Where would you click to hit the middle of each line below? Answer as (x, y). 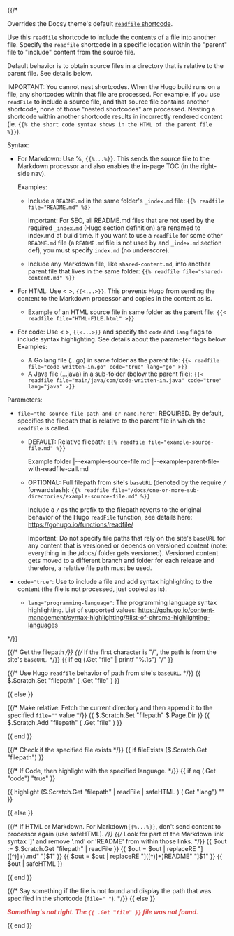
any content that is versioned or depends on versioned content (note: (127, 545)
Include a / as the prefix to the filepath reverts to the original (115, 510)
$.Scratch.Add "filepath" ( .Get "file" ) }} (65, 723)
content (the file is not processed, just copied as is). (92, 589)
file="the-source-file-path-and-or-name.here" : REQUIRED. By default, (120, 413)
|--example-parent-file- (185, 461)
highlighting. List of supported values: (82, 610)
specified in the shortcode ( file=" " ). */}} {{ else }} (81, 898)
